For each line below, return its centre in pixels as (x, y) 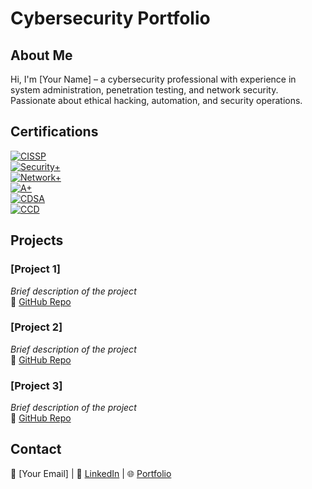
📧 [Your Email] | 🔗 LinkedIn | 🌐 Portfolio (91, 473)
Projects (37, 240)
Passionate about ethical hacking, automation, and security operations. (156, 100)
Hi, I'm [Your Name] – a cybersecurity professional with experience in (153, 79)
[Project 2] (36, 327)
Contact (36, 449)
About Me (41, 55)
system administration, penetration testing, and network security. (144, 90)
